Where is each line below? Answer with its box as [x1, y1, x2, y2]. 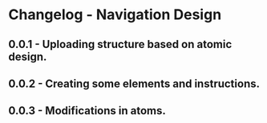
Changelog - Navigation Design [8, 6, 222, 24]
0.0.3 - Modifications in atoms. [8, 104, 166, 117]
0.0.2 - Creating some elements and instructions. [8, 77, 261, 90]
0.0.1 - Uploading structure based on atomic [8, 38, 233, 51]
